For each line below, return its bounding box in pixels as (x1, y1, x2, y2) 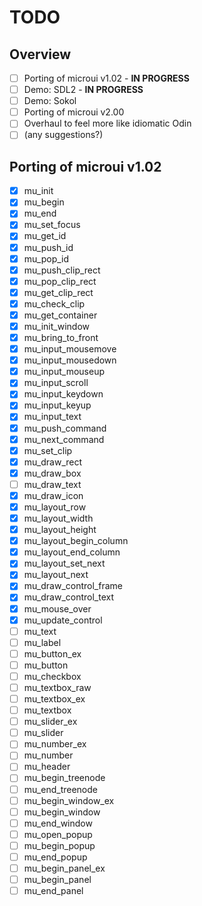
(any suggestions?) (23, 129, 104, 141)
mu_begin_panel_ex (23, 862, 106, 874)
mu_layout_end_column (23, 546, 121, 558)
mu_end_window (23, 817, 93, 829)
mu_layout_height (23, 524, 97, 536)
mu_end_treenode (23, 783, 98, 795)
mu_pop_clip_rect (23, 275, 97, 287)
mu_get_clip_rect (23, 286, 94, 298)
